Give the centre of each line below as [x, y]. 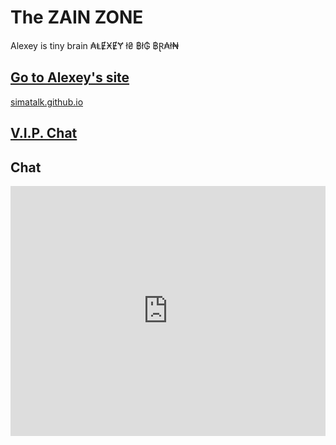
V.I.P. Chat [44, 133]
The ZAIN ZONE [77, 17]
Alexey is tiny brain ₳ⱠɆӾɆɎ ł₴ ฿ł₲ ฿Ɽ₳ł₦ [95, 45]
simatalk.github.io [47, 102]
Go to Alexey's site [70, 77]
